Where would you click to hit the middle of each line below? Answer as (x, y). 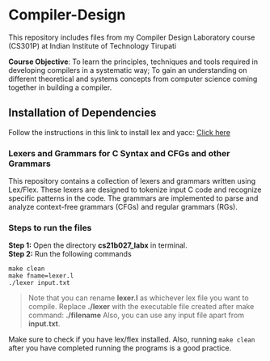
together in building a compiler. (60, 87)
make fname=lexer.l (41, 276)
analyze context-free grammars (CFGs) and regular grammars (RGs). (123, 207)
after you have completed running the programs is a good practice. (120, 348)
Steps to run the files (50, 227)
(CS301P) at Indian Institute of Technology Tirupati (92, 45)
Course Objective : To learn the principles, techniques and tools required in (133, 62)
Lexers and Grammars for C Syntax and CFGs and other (119, 153)
